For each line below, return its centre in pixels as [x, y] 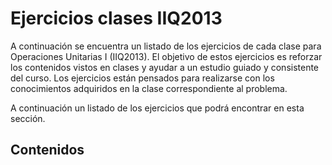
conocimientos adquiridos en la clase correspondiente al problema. [149, 88]
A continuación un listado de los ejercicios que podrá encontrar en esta [157, 108]
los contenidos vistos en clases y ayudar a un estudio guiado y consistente [165, 67]
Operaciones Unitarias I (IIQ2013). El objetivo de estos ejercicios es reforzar [166, 56]
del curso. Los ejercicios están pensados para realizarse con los [142, 78]
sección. [28, 118]
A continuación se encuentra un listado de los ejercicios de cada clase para [166, 46]
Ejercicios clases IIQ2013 [116, 18]
